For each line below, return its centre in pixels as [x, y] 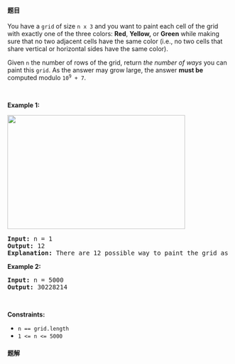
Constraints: [26, 314]
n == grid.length [43, 329]
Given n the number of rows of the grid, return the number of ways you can [117, 62]
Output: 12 [26, 246]
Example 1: [24, 105]
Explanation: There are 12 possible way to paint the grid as [118, 253]
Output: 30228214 [37, 287]
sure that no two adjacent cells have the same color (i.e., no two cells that [115, 41]
